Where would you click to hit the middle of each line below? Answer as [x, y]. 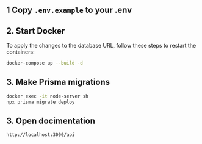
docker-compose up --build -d [45, 63]
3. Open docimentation [51, 121]
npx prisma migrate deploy [41, 102]
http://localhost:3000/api [41, 135]
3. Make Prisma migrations [58, 82]
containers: [20, 52]
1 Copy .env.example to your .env [69, 10]
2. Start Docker [36, 31]
